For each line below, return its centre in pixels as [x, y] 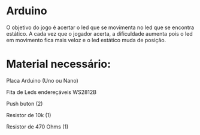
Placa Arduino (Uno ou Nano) [43, 80]
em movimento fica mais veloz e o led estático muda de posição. [86, 40]
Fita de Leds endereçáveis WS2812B [51, 92]
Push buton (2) [25, 103]
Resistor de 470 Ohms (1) [37, 127]
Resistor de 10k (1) [29, 115]
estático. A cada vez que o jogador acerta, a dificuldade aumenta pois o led [99, 33]
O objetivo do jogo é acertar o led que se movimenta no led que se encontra [100, 27]
